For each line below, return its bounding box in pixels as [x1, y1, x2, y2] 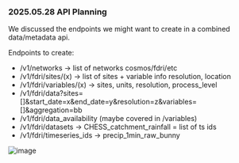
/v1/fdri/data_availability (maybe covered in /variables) [19, 114, 198, 123]
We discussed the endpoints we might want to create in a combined [8, 25, 230, 34]
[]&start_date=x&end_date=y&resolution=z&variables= [19, 97, 197, 107]
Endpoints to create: [8, 48, 75, 58]
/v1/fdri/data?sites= [19, 89, 83, 98]
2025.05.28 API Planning [8, 6, 107, 17]
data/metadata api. [8, 32, 70, 42]
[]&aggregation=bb [19, 105, 83, 115]
